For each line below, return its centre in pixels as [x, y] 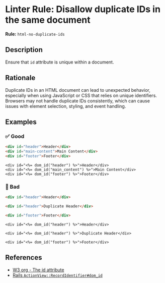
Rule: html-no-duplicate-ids [35, 34]
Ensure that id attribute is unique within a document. [60, 62]
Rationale [20, 78]
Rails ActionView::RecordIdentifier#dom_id [58, 275]
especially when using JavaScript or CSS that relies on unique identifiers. [81, 95]
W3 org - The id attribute [38, 270]
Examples [21, 122]
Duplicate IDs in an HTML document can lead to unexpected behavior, [78, 90]
